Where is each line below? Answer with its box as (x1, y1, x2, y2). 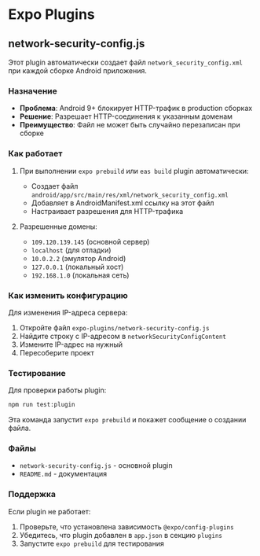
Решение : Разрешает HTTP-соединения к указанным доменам (19, 112, 233, 121)
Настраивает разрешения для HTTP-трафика (31, 206, 184, 215)
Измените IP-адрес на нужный (19, 340, 123, 349)
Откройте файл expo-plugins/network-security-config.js (19, 322, 210, 332)
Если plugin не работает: (8, 506, 91, 516)
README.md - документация (19, 469, 108, 479)
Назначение (8, 85, 57, 96)
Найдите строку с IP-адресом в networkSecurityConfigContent (19, 331, 226, 341)
